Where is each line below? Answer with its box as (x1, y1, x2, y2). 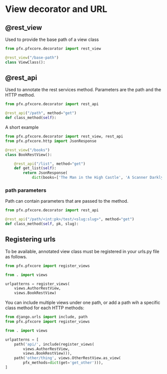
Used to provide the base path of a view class (5, 36, 99, 42)
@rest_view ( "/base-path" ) (5, 55, 59, 60)
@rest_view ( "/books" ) (5, 147, 50, 152)
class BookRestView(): (5, 152, 52, 157)
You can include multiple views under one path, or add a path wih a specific (5, 300, 161, 306)
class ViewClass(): (5, 60, 46, 65)
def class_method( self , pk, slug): (5, 222, 79, 227)
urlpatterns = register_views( (5, 281, 70, 286)
